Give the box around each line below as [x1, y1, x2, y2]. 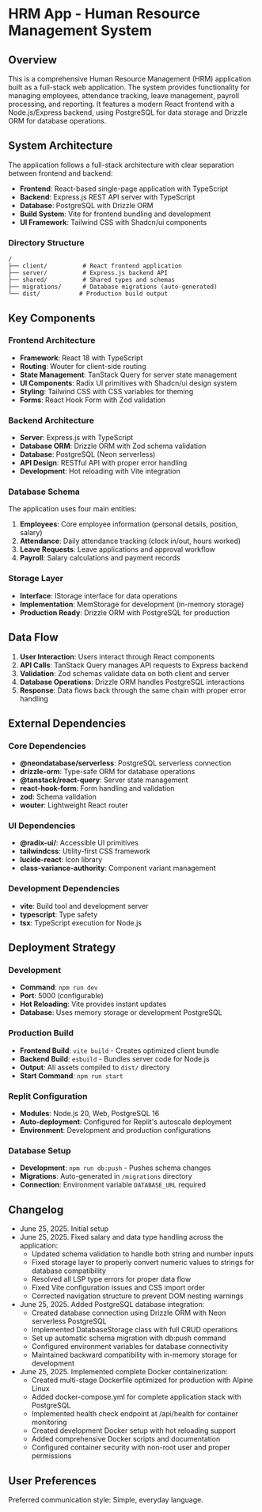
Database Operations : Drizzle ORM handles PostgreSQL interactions [19, 677, 245, 686]
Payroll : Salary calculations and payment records [19, 553, 180, 563]
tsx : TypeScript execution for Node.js [19, 917, 142, 927]
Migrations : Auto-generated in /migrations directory [19, 1172, 192, 1181]
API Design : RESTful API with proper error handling [19, 458, 188, 468]
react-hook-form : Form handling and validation [19, 784, 176, 793]
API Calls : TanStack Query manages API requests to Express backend [19, 660, 249, 670]
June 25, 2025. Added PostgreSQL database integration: [19, 1300, 205, 1309]
